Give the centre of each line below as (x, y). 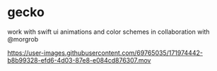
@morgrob (23, 39)
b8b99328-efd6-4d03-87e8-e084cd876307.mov (79, 60)
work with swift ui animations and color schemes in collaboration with (108, 32)
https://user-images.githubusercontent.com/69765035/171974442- (105, 53)
